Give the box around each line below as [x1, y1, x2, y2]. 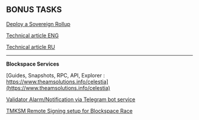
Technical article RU [6, 43, 55, 50]
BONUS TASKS [6, 5, 62, 15]
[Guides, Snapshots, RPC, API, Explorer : [6, 72, 105, 79]
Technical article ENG [6, 32, 59, 39]
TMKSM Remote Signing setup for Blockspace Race [6, 107, 133, 114]
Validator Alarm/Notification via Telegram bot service [6, 96, 136, 103]
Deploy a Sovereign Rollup [6, 20, 71, 27]
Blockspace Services [6, 60, 59, 67]
